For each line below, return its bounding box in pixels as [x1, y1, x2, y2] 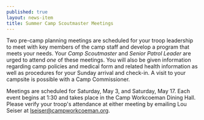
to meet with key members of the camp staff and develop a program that [6, 43, 190, 51]
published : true [6, 9, 48, 15]
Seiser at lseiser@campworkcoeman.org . [6, 107, 110, 115]
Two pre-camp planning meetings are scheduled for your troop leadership [6, 37, 194, 44]
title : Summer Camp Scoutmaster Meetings [6, 20, 114, 26]
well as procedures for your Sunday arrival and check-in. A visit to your [6, 69, 186, 77]
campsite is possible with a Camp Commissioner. [6, 76, 130, 83]
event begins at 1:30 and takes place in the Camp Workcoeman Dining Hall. [6, 94, 196, 101]
